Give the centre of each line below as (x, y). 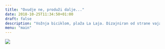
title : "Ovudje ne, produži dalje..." (45, 10)
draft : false (18, 19)
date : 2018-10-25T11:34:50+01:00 (39, 14)
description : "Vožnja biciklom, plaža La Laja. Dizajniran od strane (78, 23)
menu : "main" (18, 28)
